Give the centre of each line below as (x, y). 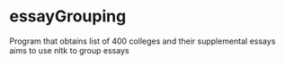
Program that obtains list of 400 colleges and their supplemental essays (142, 41)
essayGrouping (68, 16)
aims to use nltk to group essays (69, 50)
